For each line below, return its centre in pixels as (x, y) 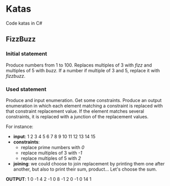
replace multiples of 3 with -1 (51, 153)
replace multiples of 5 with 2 (51, 158)
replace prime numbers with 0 (53, 147)
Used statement (26, 89)
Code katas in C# (24, 23)
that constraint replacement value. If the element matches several (75, 111)
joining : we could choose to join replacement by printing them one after (89, 163)
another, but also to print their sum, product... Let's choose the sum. (85, 169)
